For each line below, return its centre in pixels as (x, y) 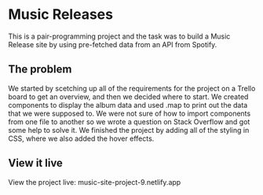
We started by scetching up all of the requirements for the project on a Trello (132, 88)
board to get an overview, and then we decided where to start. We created (128, 97)
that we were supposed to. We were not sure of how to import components (130, 113)
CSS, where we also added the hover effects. (81, 138)
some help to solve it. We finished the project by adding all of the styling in (129, 130)
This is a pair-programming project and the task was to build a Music (119, 36)
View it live (35, 163)
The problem (40, 70)
